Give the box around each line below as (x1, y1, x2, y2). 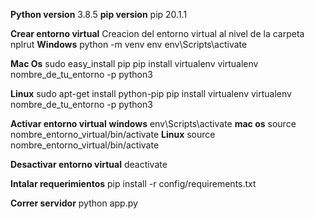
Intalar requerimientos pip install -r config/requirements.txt (10, 178, 257, 189)
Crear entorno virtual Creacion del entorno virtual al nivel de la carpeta (10, 28, 305, 39)
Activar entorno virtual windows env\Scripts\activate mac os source (10, 118, 297, 129)
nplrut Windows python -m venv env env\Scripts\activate (10, 39, 248, 50)
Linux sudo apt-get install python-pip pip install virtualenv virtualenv (10, 88, 292, 99)
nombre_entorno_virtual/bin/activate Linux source (10, 129, 216, 140)
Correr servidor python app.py (10, 197, 138, 209)
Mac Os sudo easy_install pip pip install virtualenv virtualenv (10, 58, 259, 69)
